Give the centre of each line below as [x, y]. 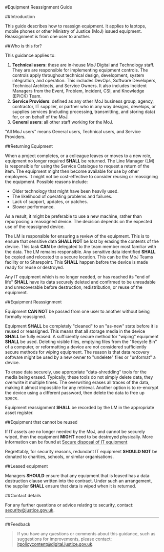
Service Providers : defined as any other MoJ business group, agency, [83, 101]
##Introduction [20, 16]
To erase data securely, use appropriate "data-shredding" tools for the [76, 372]
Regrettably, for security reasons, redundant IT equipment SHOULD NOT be [81, 451]
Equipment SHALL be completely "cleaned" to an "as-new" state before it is [82, 326]
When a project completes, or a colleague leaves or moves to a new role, [78, 156]
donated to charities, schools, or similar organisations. [59, 457]
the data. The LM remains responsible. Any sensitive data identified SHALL [81, 252]
